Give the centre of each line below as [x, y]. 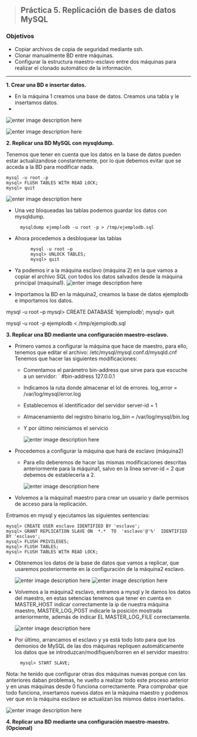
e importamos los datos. [44, 300]
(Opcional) [19, 728]
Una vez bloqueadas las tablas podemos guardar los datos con [91, 210]
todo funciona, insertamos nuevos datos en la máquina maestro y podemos [97, 692]
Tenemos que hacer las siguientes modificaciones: [76, 358]
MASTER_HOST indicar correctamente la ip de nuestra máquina [91, 604]
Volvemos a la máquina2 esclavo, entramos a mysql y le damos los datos [103, 592]
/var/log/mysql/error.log [52, 394]
